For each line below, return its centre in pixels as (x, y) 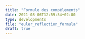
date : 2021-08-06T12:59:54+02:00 (40, 15)
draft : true (18, 29)
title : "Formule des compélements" (43, 10)
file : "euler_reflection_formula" (42, 24)
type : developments (26, 19)
